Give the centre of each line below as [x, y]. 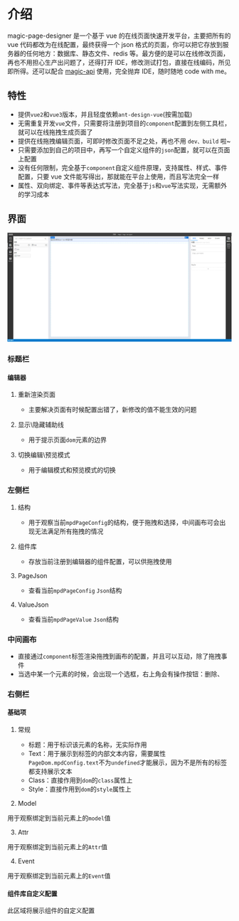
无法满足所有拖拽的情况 [69, 531]
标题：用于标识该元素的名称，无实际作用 [87, 745]
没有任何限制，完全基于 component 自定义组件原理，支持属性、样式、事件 [122, 167]
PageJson [32, 575]
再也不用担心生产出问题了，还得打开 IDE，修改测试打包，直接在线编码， [113, 62]
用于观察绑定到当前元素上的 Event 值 [59, 876]
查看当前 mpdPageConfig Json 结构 [75, 590]
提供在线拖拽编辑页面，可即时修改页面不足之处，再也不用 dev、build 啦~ [124, 141]
